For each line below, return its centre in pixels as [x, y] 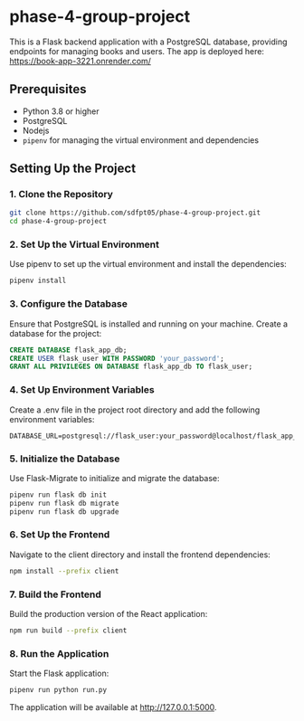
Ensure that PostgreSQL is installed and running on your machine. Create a [148, 324]
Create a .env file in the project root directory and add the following [135, 410]
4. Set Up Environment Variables [82, 390]
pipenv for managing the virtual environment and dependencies [141, 140]
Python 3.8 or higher [61, 111]
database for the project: [56, 333]
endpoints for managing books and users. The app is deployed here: [137, 51]
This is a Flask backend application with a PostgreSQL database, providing [148, 42]
